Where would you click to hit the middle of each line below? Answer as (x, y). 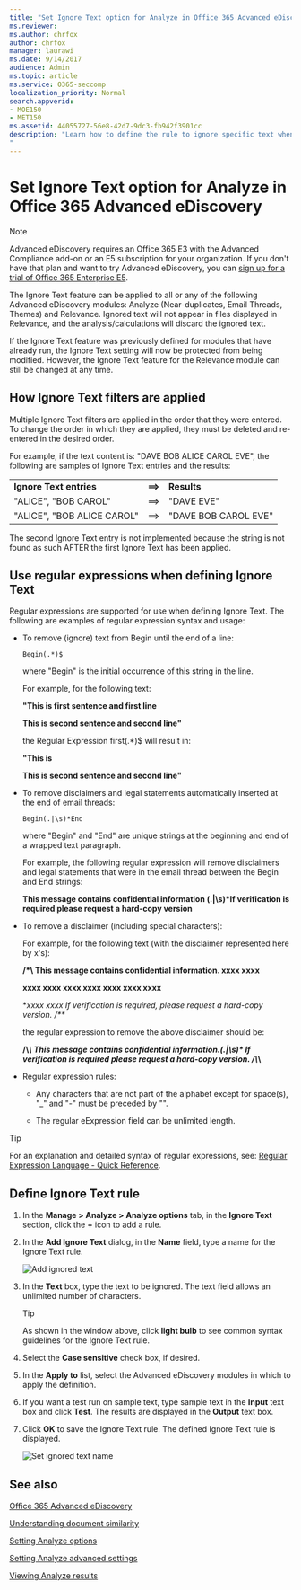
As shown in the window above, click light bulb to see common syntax (153, 1331)
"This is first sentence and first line (89, 706)
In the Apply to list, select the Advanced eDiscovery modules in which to (156, 1375)
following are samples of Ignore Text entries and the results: (120, 465)
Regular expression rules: (69, 1077)
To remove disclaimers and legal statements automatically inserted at (150, 793)
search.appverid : (42, 101)
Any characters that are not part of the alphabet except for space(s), (162, 1094)
